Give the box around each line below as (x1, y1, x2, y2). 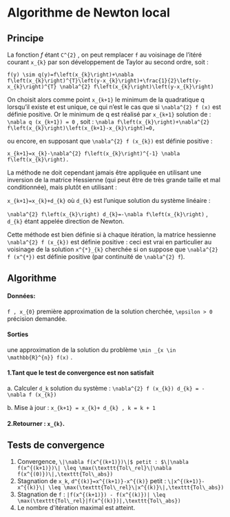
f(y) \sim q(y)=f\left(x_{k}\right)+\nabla (7, 71, 134, 78)
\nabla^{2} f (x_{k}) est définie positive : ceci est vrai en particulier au (7, 238, 212, 246)
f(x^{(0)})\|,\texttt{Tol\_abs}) (17, 471, 114, 478)
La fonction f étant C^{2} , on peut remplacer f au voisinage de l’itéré (7, 50, 202, 59)
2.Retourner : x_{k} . (7, 419, 65, 427)
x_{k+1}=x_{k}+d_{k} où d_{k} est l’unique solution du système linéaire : (7, 197, 211, 204)
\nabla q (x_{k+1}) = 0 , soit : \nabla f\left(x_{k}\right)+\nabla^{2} (7, 117, 210, 126)
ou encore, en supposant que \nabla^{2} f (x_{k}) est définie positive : (7, 137, 213, 145)
